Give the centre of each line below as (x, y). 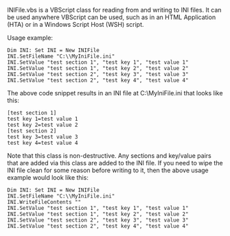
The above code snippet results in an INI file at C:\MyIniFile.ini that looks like (115, 93)
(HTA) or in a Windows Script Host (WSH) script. (76, 24)
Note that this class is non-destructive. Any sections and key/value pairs (109, 156)
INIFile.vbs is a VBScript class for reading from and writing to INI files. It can (114, 10)
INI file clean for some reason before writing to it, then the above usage (108, 170)
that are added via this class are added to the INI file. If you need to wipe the (115, 163)
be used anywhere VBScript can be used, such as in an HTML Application (112, 17)
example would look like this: (48, 177)
